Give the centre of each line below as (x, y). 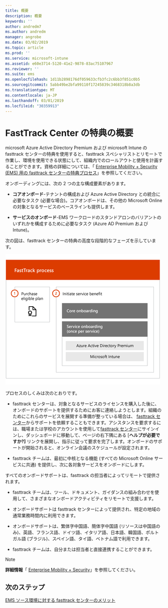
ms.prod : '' (18, 53)
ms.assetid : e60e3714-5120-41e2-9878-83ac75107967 (59, 64)
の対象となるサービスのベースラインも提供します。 (65, 207)
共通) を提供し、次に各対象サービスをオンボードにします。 (86, 465)
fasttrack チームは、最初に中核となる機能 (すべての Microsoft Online (83, 458)
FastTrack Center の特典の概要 (69, 133)
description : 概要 (24, 16)
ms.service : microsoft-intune (37, 58)
